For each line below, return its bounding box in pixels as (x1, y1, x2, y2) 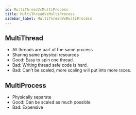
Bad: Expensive (12, 104, 43, 110)
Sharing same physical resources (12, 52, 79, 58)
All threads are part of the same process (12, 47, 93, 53)
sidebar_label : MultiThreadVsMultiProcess (5, 16, 92, 21)
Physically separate (12, 94, 51, 100)
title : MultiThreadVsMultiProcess (5, 12, 75, 16)
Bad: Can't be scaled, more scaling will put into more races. (12, 67, 132, 73)
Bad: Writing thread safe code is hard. (12, 62, 88, 68)
